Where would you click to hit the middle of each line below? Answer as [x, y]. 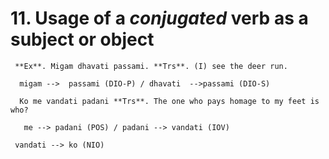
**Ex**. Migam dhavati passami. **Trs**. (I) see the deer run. [151, 66]
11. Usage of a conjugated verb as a [159, 18]
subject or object [82, 39]
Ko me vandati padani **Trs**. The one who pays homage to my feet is [169, 101]
